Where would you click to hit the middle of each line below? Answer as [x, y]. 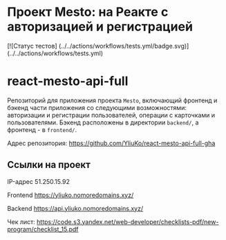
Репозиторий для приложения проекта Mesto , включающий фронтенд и [112, 100]
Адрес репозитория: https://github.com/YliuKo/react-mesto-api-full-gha [111, 143]
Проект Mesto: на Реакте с [88, 12]
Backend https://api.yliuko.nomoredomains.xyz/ [75, 208]
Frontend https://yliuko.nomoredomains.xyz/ [70, 195]
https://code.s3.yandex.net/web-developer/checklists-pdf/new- [128, 221]
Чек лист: [21, 221]
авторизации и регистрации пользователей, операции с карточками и [111, 115]
